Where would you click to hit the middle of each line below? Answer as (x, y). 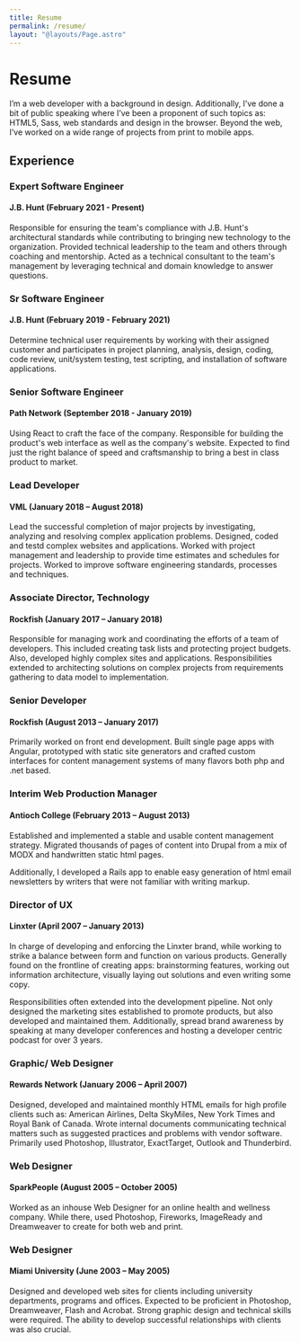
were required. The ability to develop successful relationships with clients (145, 1320)
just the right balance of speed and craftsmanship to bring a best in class (145, 453)
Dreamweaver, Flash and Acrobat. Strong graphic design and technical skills (150, 1311)
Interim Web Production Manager (84, 794)
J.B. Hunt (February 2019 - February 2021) (90, 320)
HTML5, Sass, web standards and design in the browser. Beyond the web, (146, 123)
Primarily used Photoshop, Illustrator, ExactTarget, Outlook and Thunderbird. (150, 1142)
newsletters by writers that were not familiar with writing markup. (130, 881)
